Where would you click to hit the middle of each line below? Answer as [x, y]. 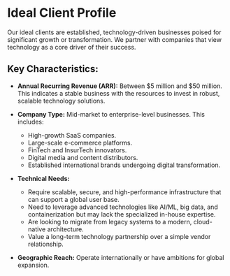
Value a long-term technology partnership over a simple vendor [119, 236]
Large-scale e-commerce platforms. [80, 143]
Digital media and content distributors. [83, 157]
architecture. [65, 229]
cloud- [203, 221]
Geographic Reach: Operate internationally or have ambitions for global [121, 257]
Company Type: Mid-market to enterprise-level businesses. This [111, 114]
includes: [30, 122]
